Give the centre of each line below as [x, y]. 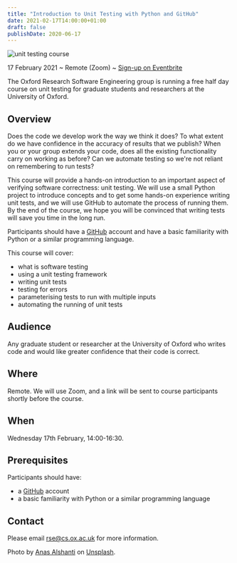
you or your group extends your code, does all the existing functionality [112, 151]
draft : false [27, 27]
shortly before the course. [46, 398]
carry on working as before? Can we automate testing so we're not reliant [115, 159]
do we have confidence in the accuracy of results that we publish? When [114, 144]
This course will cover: [41, 253]
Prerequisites [38, 460]
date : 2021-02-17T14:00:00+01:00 [57, 21]
